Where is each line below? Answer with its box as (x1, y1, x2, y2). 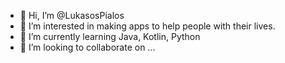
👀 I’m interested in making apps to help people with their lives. (19, 20, 276, 32)
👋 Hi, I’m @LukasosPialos (19, 10, 125, 21)
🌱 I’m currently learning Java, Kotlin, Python (19, 31, 201, 42)
